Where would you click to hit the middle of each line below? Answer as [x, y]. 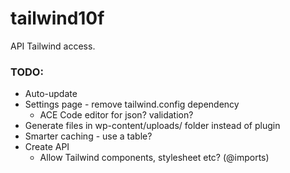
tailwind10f [57, 18]
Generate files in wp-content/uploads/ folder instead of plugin [152, 126]
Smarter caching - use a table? [88, 136]
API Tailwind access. [53, 46]
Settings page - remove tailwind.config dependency [132, 104]
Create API [47, 147]
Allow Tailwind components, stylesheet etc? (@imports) [154, 158]
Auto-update [51, 94]
